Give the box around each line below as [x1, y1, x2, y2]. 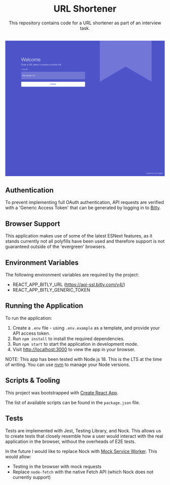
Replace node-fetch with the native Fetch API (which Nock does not [12, 469, 154, 475]
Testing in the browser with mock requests [12, 463, 102, 469]
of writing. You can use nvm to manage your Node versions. [5, 361, 131, 368]
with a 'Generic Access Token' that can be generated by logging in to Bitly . [5, 205, 161, 211]
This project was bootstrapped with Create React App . [5, 389, 119, 395]
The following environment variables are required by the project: [5, 272, 139, 278]
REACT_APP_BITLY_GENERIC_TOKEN [12, 287, 90, 293]
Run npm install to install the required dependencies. [12, 335, 125, 342]
